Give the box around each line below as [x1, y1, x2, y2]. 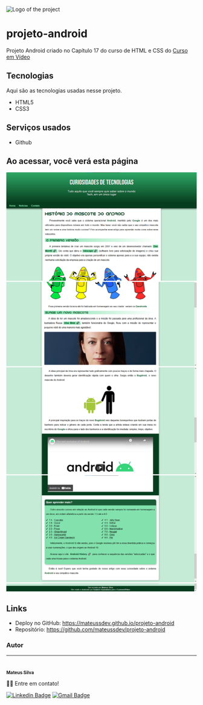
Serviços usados [6, 123, 71, 133]
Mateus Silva [6, 669, 34, 675]
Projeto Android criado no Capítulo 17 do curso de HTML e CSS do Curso [6, 47, 188, 54]
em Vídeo [6, 53, 30, 60]
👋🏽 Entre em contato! [6, 680, 59, 687]
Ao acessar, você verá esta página [6, 156, 138, 166]
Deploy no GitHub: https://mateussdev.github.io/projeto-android [14, 620, 175, 627]
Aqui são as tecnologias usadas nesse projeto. [6, 86, 122, 94]
